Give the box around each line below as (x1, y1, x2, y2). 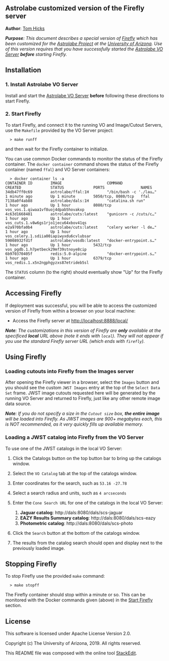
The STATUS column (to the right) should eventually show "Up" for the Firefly (5, 269, 163, 275)
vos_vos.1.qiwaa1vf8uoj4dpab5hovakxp (5, 207, 85, 212)
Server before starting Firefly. (5, 51, 67, 57)
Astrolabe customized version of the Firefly (5, 4, 145, 13)
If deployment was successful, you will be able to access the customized (5, 302, 157, 309)
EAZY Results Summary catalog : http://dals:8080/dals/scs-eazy (20, 515, 156, 521)
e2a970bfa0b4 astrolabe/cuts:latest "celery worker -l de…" (5, 225, 157, 230)
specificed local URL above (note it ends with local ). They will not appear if (5, 333, 163, 339)
